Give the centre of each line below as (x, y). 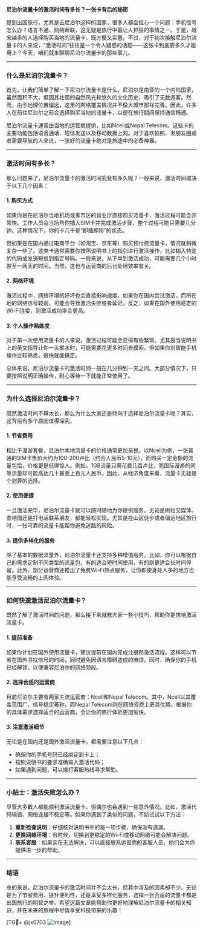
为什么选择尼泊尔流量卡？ (43, 399)
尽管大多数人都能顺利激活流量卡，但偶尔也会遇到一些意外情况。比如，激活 (99, 807)
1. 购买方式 (20, 201)
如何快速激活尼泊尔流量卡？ (47, 601)
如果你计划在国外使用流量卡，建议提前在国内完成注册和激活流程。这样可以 (99, 652)
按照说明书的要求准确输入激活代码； (60, 762)
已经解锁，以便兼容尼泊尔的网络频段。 (54, 667)
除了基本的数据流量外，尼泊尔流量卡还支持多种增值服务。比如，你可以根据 (99, 555)
